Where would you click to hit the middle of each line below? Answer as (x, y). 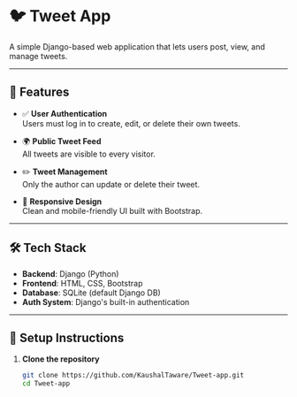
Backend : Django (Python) (70, 273)
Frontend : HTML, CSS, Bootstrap (82, 283)
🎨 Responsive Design (62, 201)
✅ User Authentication (65, 113)
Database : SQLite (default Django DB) (91, 293)
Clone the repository (61, 359)
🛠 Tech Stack (48, 248)
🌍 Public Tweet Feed (61, 141)
